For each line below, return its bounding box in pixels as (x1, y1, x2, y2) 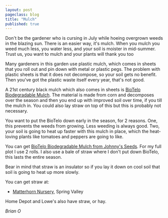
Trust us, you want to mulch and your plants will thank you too (5, 51, 134, 57)
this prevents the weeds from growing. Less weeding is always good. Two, (5, 123, 160, 129)
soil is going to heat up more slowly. (5, 169, 79, 175)
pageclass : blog (5, 12, 39, 17)
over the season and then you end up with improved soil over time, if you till (5, 97, 162, 103)
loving (5, 134, 18, 140)
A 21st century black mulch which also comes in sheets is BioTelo (5, 86, 141, 93)
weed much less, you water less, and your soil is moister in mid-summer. (5, 46, 156, 52)
